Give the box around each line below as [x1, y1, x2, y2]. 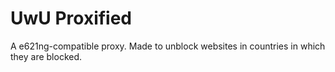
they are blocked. [10, 50, 83, 62]
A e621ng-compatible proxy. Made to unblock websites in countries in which [10, 40, 326, 52]
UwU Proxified [10, 7, 133, 30]
